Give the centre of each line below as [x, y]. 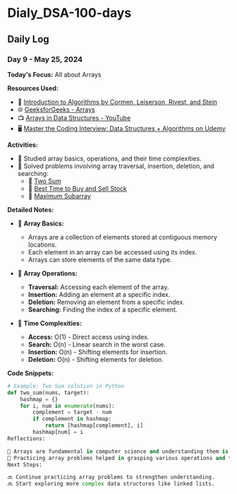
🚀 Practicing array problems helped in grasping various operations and [116, 458]
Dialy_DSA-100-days [69, 13]
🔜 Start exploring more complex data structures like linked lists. [111, 484]
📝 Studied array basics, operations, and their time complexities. [110, 158]
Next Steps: [25, 464]
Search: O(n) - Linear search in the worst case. [97, 344]
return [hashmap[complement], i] [94, 425]
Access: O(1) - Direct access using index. [89, 336]
